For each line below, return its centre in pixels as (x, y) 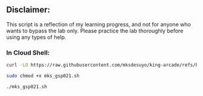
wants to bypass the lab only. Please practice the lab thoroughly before (95, 31)
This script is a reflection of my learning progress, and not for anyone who (99, 24)
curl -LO (17, 65)
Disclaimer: (28, 10)
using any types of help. (36, 37)
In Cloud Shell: (28, 52)
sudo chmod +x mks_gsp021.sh (43, 76)
